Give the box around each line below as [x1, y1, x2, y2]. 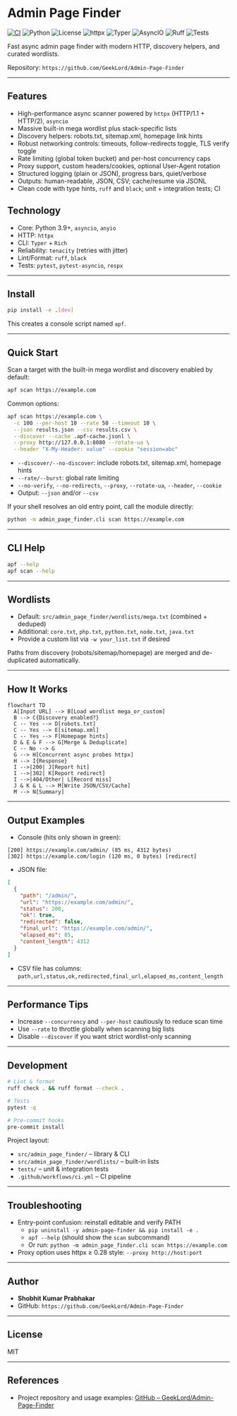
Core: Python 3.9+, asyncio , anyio [17, 223, 116, 232]
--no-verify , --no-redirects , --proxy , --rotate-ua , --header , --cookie [17, 481, 222, 490]
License [7, 1328, 43, 1340]
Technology [7, 205, 61, 217]
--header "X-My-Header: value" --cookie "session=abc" [13, 446, 178, 453]
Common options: [7, 399, 59, 408]
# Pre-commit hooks [7, 1116, 65, 1124]
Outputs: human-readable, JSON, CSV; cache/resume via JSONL [17, 177, 207, 185]
